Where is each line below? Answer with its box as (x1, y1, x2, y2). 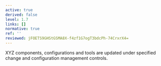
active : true (5, 7, 33, 13)
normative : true (5, 26, 40, 31)
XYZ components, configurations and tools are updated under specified (5, 49, 156, 56)
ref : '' (5, 31, 22, 36)
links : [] (5, 21, 26, 27)
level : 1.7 (5, 17, 29, 22)
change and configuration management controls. (5, 55, 108, 61)
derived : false (5, 12, 38, 17)
